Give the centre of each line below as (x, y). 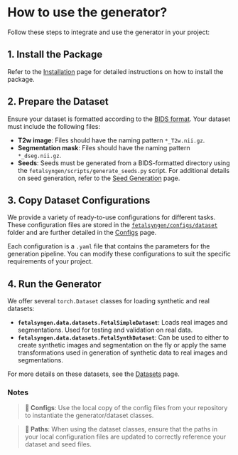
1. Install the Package (55, 54)
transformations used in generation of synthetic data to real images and (123, 352)
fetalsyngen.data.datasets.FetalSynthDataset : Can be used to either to (123, 338)
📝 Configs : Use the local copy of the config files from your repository (126, 408)
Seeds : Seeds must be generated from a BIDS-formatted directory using (124, 163)
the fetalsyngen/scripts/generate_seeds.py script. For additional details (123, 170)
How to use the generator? (87, 12)
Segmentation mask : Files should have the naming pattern (104, 147)
